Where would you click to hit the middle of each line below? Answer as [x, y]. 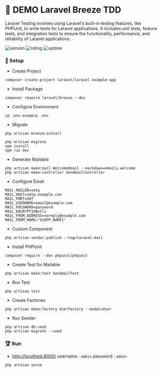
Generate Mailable [30, 160]
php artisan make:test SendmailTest [42, 274]
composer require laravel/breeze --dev [45, 98]
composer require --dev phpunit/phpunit [47, 256]
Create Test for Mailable [36, 265]
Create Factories [29, 300]
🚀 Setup [15, 60]
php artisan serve [24, 365]
